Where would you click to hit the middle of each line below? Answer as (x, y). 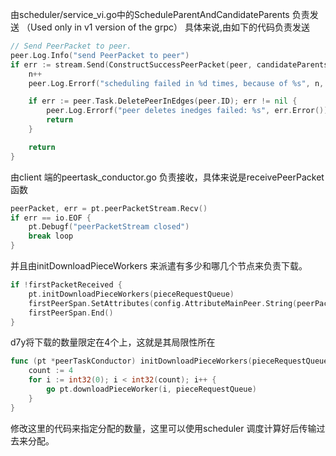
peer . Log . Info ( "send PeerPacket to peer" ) (100, 55)
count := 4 (51, 371)
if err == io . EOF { (51, 218)
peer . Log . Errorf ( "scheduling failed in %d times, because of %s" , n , (176, 83)
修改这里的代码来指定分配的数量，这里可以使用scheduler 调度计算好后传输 (163, 428)
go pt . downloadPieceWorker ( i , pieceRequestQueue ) (151, 389)
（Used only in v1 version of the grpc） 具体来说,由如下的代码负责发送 (165, 27)
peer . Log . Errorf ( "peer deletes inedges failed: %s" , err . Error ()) (187, 111)
